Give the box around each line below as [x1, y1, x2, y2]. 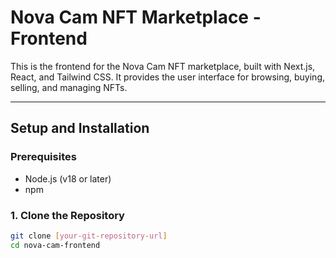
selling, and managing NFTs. [10, 81, 128, 93]
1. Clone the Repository [10, 208, 125, 222]
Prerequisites [10, 150, 77, 164]
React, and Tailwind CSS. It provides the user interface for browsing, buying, [10, 71, 326, 83]
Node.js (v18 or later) [24, 172, 112, 185]
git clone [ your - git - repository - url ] [10, 231, 168, 241]
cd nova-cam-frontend [10, 240, 101, 250]
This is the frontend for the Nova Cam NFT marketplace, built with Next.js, [10, 60, 316, 72]
